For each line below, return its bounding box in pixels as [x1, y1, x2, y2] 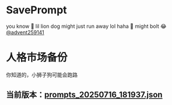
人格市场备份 [6, 51, 68, 64]
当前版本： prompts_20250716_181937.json [6, 90, 163, 100]
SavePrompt [6, 3, 67, 17]
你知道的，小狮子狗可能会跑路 [6, 71, 78, 78]
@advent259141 [6, 28, 45, 35]
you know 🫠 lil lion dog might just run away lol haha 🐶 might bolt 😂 [6, 23, 167, 30]
